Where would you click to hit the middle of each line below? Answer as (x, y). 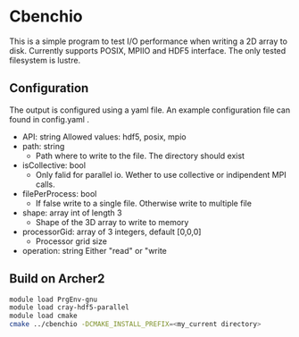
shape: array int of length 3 (72, 213)
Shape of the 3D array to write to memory (112, 222)
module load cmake (43, 316)
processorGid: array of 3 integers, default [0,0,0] (112, 232)
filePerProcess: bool (59, 193)
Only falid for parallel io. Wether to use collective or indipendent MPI (161, 174)
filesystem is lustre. (45, 60)
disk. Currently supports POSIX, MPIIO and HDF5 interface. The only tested (148, 50)
